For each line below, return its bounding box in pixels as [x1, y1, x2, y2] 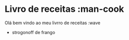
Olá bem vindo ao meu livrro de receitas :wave [4, 20, 100, 26]
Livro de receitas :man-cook [4, 3, 124, 15]
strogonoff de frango [11, 29, 55, 35]
